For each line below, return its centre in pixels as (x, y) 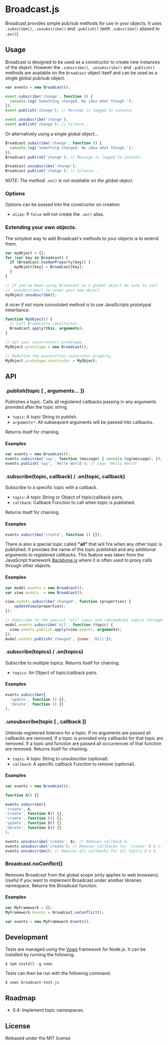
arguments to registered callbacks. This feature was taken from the (74, 555)
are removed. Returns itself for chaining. (47, 749)
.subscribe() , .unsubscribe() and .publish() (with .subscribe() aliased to (82, 28)
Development (27, 937)
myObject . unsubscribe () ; (31, 295)
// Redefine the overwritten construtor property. (59, 356)
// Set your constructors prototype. (45, 342)
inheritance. (18, 310)
